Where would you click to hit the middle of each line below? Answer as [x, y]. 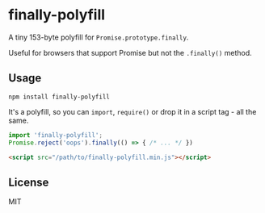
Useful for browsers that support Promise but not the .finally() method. [130, 52]
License [29, 182]
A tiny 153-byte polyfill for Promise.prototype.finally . [99, 37]
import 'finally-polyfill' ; [56, 135]
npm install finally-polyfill [59, 97]
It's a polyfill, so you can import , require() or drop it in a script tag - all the [132, 111]
